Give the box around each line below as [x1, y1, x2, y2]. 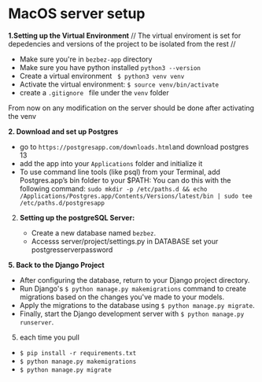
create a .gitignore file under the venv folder [19, 87, 169, 97]
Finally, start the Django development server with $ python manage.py [19, 309, 245, 318]
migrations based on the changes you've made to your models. [19, 292, 225, 302]
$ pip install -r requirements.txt [19, 349, 137, 357]
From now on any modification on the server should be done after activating [8, 103, 254, 113]
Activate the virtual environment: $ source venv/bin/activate [19, 80, 219, 89]
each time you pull [19, 332, 80, 342]
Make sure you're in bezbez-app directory [19, 54, 153, 64]
